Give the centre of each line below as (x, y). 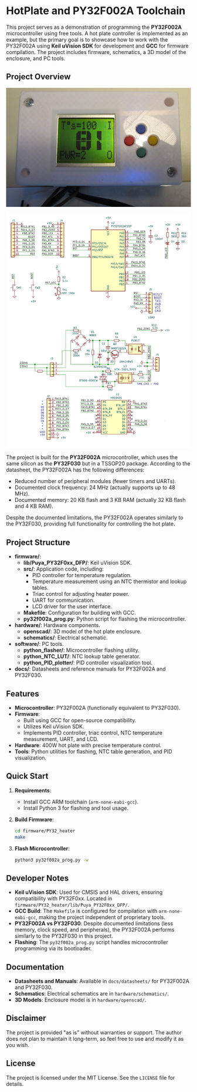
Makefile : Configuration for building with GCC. (79, 613)
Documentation (35, 967)
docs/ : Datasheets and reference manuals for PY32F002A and (90, 669)
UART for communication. (63, 600)
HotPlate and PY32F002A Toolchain (96, 11)
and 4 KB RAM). (34, 506)
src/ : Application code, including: (63, 569)
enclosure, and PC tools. (36, 58)
